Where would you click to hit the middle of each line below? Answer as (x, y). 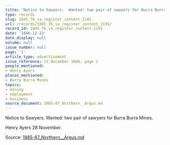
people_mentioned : (25, 66)
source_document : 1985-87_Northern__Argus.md (54, 104)
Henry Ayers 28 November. (34, 128)
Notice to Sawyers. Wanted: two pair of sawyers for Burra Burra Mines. (79, 118)
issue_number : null (26, 47)
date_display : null (26, 38)
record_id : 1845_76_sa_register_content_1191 (54, 29)
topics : (13, 85)
